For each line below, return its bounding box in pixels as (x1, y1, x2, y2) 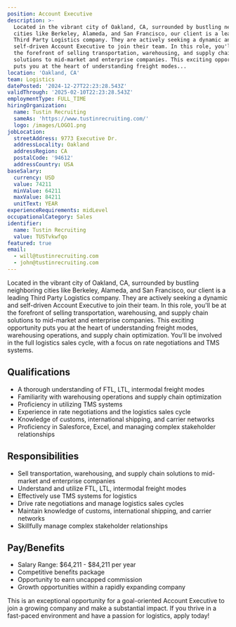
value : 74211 (13, 180, 52, 187)
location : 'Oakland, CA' (7, 69, 80, 76)
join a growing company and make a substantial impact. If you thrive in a (7, 604, 216, 613)
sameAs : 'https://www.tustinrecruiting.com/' (13, 115, 150, 122)
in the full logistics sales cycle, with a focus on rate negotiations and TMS (7, 338, 220, 347)
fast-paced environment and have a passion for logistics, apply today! (7, 612, 210, 620)
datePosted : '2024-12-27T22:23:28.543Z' (7, 82, 128, 89)
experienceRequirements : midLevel (7, 207, 109, 214)
